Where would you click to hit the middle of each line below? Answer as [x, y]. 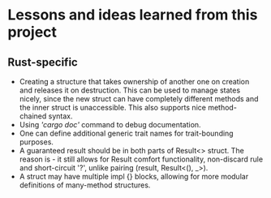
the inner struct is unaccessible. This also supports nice [112, 108]
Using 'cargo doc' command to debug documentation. [110, 125]
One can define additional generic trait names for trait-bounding [126, 133]
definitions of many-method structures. [85, 185]
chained [33, 116]
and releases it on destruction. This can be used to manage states [130, 90]
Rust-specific [43, 62]
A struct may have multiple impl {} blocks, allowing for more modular [134, 176]
